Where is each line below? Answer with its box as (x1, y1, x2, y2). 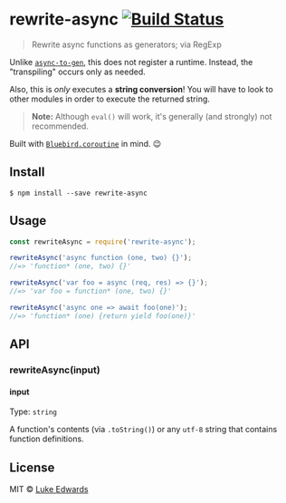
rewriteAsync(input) (9, 363, 101, 376)
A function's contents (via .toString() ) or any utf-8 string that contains (9, 424, 278, 435)
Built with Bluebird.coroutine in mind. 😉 (9, 138, 162, 149)
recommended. (31, 121, 89, 131)
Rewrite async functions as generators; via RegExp (31, 39, 222, 50)
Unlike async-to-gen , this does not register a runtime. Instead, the (9, 56, 253, 67)
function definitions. (9, 433, 84, 444)
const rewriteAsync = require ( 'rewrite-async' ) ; (9, 237, 196, 247)
